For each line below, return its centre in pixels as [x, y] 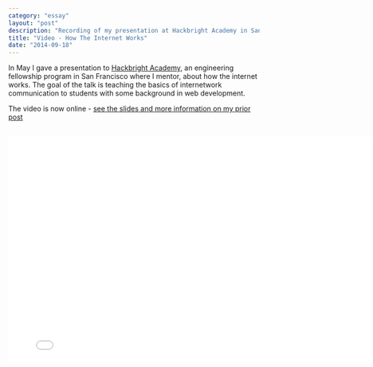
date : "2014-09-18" [41, 45]
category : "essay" [39, 16]
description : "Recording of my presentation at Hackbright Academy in [128, 30]
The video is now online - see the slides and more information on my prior [130, 109]
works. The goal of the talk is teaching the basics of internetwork [115, 85]
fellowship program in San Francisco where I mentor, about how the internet [133, 76]
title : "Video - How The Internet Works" [78, 38]
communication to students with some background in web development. [127, 93]
